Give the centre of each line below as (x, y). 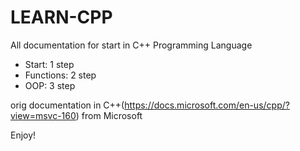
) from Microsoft (109, 115)
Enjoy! (23, 135)
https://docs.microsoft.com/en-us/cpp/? (207, 105)
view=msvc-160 (43, 115)
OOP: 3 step (50, 85)
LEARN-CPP (61, 17)
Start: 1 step (49, 64)
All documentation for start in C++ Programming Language (131, 45)
